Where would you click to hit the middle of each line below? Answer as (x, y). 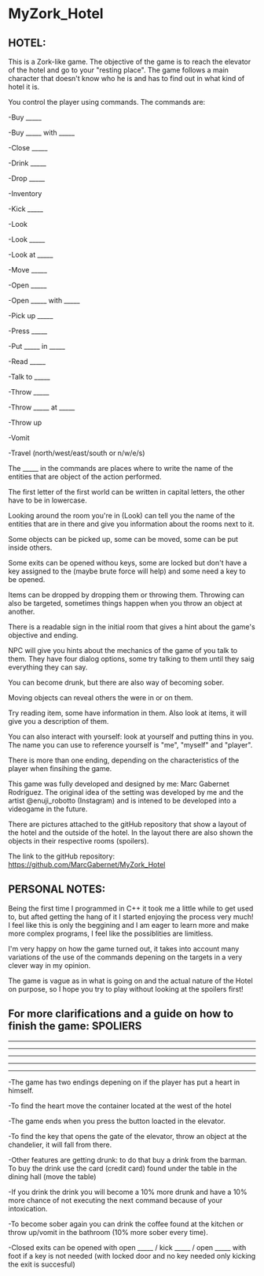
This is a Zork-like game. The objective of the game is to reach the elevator (130, 61)
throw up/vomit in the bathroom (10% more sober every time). (108, 1232)
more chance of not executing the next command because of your (115, 1200)
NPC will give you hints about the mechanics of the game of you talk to (123, 650)
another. (22, 612)
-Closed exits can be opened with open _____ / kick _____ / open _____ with (127, 1247)
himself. (21, 1090)
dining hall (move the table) (52, 1176)
